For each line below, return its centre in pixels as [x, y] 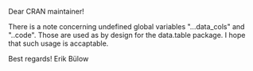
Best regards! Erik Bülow [49, 59]
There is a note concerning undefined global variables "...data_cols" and [127, 26]
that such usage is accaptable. [58, 43]
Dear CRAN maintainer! [47, 11]
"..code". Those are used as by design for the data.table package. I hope [127, 35]
